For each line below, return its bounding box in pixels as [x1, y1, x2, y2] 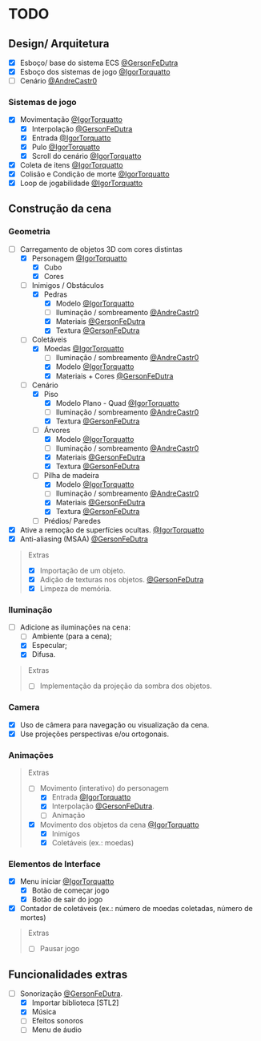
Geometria [8, 226, 50, 237]
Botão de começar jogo [31, 885, 110, 895]
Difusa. [31, 650, 56, 659]
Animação [51, 811, 86, 820]
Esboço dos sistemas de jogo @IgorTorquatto [19, 67, 171, 77]
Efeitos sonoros [31, 1016, 84, 1026]
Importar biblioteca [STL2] [31, 998, 119, 1007]
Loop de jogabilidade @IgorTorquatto [19, 178, 143, 188]
